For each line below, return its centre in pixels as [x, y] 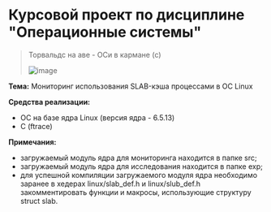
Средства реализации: [49, 102]
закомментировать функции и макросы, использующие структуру [135, 192]
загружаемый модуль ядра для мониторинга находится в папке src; [138, 158]
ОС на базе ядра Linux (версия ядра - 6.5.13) [97, 117]
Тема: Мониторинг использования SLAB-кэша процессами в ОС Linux [131, 86]
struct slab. [39, 201]
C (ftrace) [36, 126]
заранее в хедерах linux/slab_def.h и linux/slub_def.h [110, 184]
